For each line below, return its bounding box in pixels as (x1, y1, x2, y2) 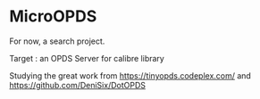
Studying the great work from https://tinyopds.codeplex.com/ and (9, 70, 252, 81)
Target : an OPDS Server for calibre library (9, 53, 165, 63)
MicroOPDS (9, 6, 97, 27)
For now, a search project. (9, 36, 105, 46)
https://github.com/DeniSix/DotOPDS (9, 79, 146, 90)
